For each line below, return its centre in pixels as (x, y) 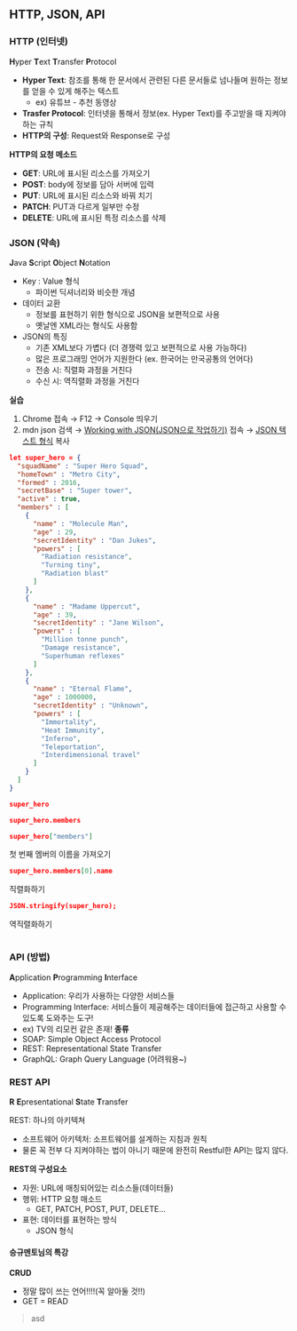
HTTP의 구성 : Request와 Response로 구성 (96, 135)
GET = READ (45, 1302)
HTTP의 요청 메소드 (43, 154)
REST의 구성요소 (38, 1168)
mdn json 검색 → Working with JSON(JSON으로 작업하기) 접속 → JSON (149, 429)
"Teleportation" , (73, 747)
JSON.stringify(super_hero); (63, 906)
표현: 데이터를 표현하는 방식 (70, 1219)
